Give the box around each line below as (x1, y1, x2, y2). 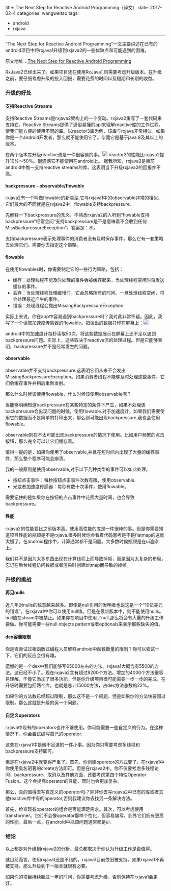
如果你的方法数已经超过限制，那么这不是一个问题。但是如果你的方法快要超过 (5, 693, 166, 700)
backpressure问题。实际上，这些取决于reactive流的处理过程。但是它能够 (5, 336, 158, 343)
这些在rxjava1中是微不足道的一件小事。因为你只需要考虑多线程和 (5, 742, 140, 748)
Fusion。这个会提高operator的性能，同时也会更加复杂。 (5, 778, 122, 784)
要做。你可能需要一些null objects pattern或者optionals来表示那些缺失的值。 (5, 621, 163, 627)
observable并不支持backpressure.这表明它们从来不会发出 (5, 367, 126, 373)
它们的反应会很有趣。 (14, 653, 59, 659)
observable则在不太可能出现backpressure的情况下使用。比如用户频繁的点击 (5, 431, 165, 438)
